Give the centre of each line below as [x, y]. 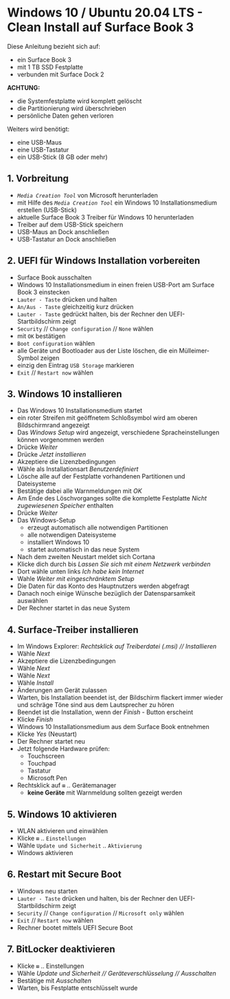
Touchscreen [46, 756]
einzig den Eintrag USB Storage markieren [76, 365]
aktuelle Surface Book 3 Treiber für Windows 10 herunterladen [105, 217]
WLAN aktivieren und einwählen [62, 831]
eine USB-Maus [39, 142]
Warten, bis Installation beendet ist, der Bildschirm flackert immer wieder [120, 697]
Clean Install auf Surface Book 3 [101, 27]
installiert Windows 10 [58, 543]
